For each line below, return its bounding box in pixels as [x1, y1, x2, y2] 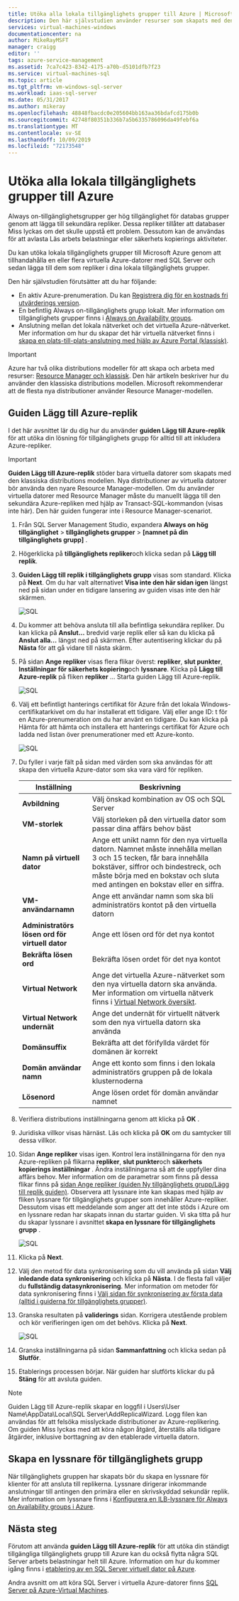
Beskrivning [139, 782, 182, 792]
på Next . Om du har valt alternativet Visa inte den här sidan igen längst [18, 578, 228, 587]
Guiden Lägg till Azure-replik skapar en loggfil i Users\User [8, 1402, 180, 1410]
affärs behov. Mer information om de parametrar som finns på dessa [18, 1172, 218, 1181]
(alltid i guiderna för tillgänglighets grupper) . [18, 1297, 148, 1305]
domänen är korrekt [91, 1046, 158, 1056]
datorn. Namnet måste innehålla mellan [91, 844, 222, 853]
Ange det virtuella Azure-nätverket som [91, 970, 226, 980]
